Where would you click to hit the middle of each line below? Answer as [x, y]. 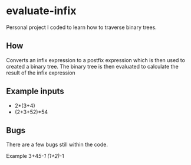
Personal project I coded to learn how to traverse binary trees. [82, 27]
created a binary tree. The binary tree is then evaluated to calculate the [92, 66]
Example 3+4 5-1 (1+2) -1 [35, 156]
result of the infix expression [41, 73]
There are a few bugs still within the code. [57, 145]
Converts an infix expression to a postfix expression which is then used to [96, 60]
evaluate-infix [41, 11]
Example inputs [35, 91]
